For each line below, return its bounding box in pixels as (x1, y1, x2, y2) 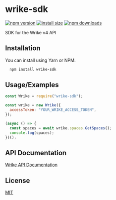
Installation (5, 44, 41, 53)
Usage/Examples (5, 81, 59, 89)
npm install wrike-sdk (9, 67, 57, 72)
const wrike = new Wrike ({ (5, 103, 61, 108)
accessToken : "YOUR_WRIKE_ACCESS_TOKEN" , (9, 107, 97, 112)
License (5, 176, 30, 185)
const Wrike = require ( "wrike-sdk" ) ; (5, 94, 83, 99)
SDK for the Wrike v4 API (5, 29, 57, 35)
